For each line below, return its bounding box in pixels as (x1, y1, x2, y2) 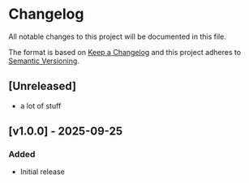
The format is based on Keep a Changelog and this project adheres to (8, 47, 242, 57)
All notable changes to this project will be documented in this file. (8, 32, 227, 41)
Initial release (19, 167, 65, 177)
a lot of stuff (19, 100, 62, 110)
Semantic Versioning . (8, 56, 79, 66)
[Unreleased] (8, 79, 77, 93)
